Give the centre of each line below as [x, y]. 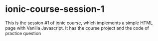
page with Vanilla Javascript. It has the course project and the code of [77, 28]
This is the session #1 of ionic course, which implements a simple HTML [79, 23]
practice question [23, 33]
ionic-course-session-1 [55, 9]
